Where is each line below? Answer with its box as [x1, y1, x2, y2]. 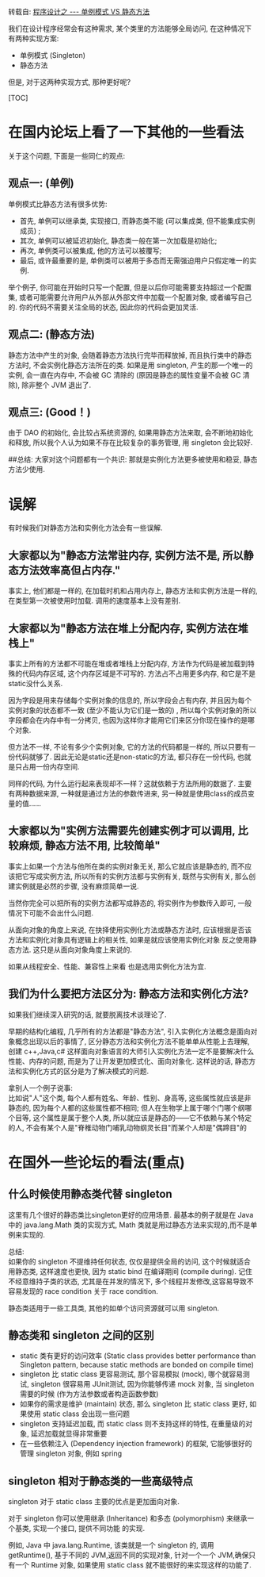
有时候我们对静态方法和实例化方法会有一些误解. [8, 523, 164, 533]
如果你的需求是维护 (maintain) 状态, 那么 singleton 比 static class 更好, [19, 1399, 248, 1409]
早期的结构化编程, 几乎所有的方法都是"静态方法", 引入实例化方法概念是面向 [8, 1026, 251, 1036]
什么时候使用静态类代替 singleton [8, 1188, 172, 1201]
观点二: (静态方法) [8, 328, 95, 341]
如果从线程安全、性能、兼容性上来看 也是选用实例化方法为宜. [8, 961, 206, 971]
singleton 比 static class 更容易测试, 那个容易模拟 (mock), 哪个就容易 [19, 1369, 244, 1379]
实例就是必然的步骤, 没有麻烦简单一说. [14, 881, 140, 891]
